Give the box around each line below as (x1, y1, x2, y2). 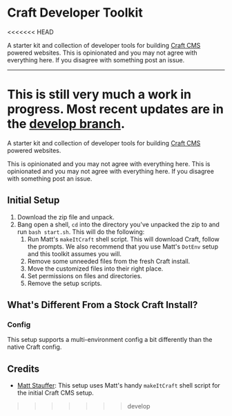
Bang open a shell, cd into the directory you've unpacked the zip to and (17, 220, 220, 228)
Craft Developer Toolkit (7, 5, 143, 21)
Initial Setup (7, 195, 60, 206)
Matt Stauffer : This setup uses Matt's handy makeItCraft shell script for (17, 381, 221, 390)
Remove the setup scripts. (27, 279, 102, 287)
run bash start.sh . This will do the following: (17, 227, 145, 236)
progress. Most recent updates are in (7, 102, 224, 117)
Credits (7, 363, 40, 374)
